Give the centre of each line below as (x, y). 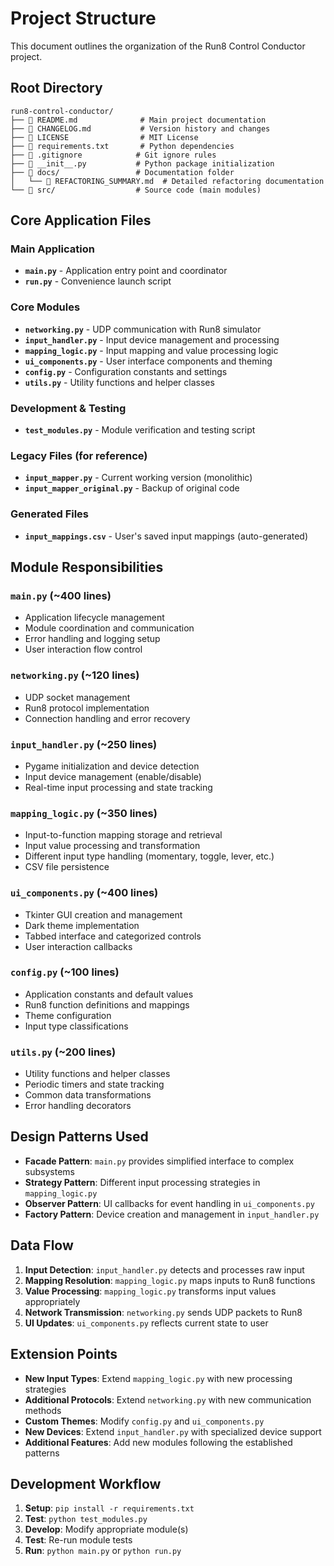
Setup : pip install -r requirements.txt (109, 1508)
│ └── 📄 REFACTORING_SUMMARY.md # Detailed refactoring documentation (167, 181)
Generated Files (50, 514)
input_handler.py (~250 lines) (84, 744)
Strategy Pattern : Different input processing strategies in (142, 1182)
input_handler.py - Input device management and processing (152, 339)
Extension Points (64, 1354)
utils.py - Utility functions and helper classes (119, 382)
